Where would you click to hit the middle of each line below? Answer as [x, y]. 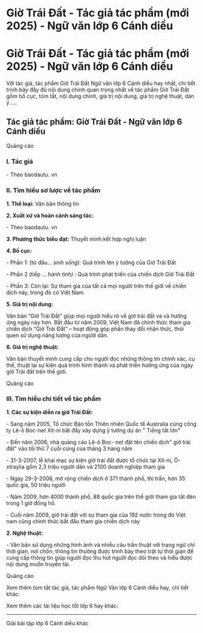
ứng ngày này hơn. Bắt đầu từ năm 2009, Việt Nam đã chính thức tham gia [98, 322]
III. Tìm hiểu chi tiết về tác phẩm [54, 399]
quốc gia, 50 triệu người [36, 484]
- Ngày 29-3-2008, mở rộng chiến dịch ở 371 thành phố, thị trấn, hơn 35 [96, 478]
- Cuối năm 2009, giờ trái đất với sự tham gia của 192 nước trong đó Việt [96, 515]
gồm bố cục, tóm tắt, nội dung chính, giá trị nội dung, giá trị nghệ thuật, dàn [100, 96]
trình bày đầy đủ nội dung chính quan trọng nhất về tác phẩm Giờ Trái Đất [98, 90]
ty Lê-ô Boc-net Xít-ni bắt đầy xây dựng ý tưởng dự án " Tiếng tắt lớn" [93, 430]
